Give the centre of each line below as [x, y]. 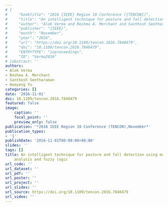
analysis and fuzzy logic [41, 159]
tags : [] [14, 150]
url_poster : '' [21, 178]
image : [12, 108]
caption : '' [26, 113]
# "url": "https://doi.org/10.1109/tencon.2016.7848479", [71, 43]
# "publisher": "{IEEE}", [37, 29]
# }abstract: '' [22, 61]
